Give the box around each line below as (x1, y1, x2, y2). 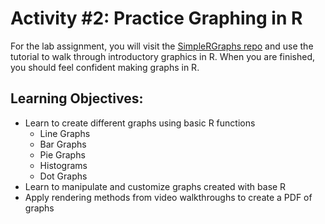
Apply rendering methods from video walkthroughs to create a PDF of (24, 191, 313, 203)
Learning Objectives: (10, 90, 144, 107)
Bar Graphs (39, 138, 87, 150)
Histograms (39, 159, 88, 171)
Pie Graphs (39, 148, 86, 161)
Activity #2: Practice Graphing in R (10, 7, 303, 30)
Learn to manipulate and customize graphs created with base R (24, 180, 287, 192)
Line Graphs (39, 127, 91, 139)
